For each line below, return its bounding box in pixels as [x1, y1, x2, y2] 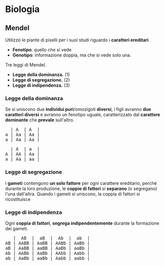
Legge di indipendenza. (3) [12, 82, 70, 88]
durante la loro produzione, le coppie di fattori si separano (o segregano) [5, 185, 157, 191]
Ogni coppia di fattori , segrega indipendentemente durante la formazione [5, 220, 159, 226]
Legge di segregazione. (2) [12, 77, 70, 83]
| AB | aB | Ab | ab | [13, 235, 90, 241]
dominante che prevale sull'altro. [5, 117, 75, 123]
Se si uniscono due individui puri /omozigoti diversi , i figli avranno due [5, 106, 151, 112]
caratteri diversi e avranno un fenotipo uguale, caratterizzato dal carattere [5, 112, 160, 118]
